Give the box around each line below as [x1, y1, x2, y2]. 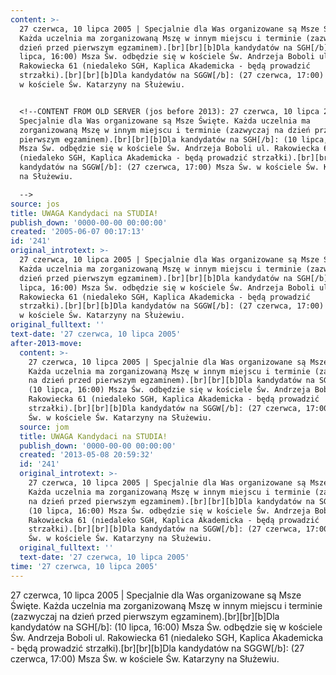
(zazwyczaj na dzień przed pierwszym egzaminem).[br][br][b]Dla [10, 610, 280, 622]
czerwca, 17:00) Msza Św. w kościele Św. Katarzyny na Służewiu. [10, 652, 280, 665]
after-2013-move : [10, 338, 83, 348]
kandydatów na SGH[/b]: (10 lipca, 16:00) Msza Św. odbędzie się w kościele [10, 621, 323, 633]
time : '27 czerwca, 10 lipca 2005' [10, 561, 159, 571]
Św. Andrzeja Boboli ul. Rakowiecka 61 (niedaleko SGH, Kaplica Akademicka [10, 631, 324, 643]
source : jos [10, 199, 60, 209]
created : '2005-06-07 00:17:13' [10, 227, 145, 237]
